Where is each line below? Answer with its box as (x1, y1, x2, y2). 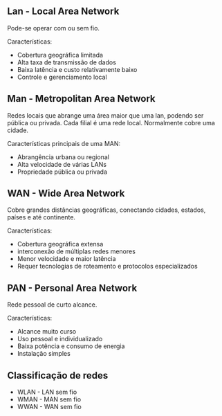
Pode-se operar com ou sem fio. (7, 24, 100, 32)
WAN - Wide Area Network (7, 188, 125, 199)
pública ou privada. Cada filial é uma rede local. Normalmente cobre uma (7, 118, 216, 127)
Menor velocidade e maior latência (17, 255, 116, 263)
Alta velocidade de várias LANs (17, 160, 107, 168)
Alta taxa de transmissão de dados (17, 58, 116, 66)
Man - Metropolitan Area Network (7, 93, 156, 105)
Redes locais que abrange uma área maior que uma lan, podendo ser (7, 111, 204, 120)
